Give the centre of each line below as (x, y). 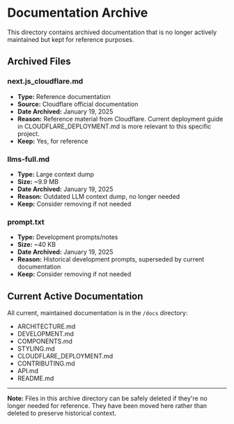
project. (28, 133)
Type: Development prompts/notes (68, 237)
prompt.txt (26, 222)
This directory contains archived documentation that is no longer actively (112, 32)
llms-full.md (29, 159)
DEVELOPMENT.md (46, 334)
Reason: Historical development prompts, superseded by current (111, 259)
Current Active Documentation (75, 296)
